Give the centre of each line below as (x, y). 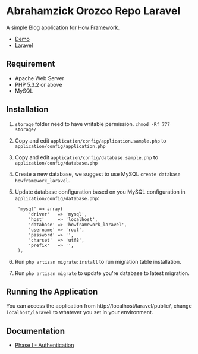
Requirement (31, 64)
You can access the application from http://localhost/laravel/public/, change (99, 306)
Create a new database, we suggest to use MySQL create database (98, 174)
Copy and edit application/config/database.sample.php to (87, 157)
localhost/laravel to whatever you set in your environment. (80, 312)
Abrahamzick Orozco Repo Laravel (93, 11)
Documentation (36, 331)
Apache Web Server (39, 78)
